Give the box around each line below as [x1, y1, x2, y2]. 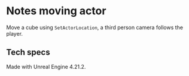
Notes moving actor [6, 4, 106, 18]
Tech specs [6, 47, 50, 58]
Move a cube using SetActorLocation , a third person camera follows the [6, 24, 184, 31]
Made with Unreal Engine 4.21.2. [6, 63, 86, 70]
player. [6, 30, 23, 37]
